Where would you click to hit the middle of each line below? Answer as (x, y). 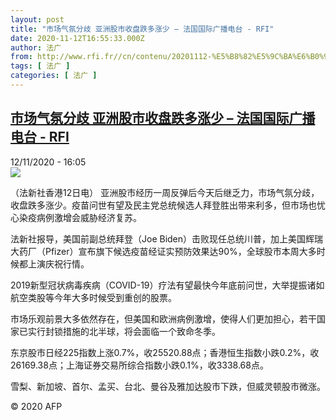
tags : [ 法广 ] (40, 66)
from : (21, 57)
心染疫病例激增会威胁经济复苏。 (76, 217)
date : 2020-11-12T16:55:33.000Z (77, 38)
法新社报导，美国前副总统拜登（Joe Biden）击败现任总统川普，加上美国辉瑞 (167, 238)
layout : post (37, 19)
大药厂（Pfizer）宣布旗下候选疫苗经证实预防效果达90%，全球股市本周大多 (163, 251)
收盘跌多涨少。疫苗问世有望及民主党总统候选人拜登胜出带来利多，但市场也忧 (168, 205)
